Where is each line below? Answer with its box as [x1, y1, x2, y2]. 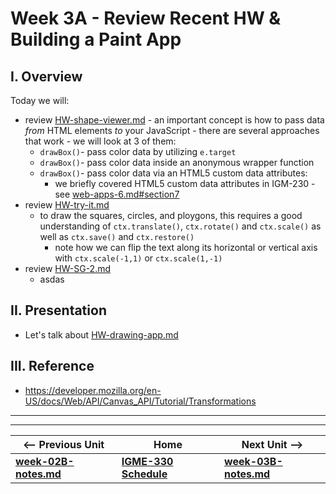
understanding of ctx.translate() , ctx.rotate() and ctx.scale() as [39, 220, 322, 232]
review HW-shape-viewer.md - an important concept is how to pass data [24, 114, 325, 126]
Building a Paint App [10, 28, 182, 51]
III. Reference [10, 358, 95, 375]
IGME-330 [121, 454, 174, 468]
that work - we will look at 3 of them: [24, 135, 177, 147]
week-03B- [224, 454, 283, 468]
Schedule [121, 467, 168, 481]
